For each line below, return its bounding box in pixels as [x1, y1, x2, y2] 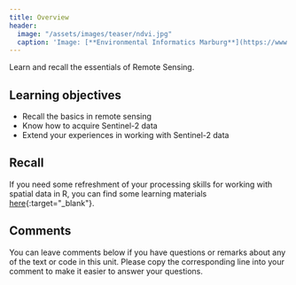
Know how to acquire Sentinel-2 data [21, 120, 158, 131]
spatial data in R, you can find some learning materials [9, 188, 207, 199]
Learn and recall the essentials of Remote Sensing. [9, 62, 195, 73]
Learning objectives [9, 88, 122, 103]
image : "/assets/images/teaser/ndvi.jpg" [17, 29, 173, 38]
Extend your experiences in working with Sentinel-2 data [21, 130, 230, 141]
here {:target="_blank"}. [9, 197, 95, 208]
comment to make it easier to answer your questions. [9, 266, 204, 276]
